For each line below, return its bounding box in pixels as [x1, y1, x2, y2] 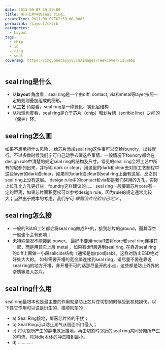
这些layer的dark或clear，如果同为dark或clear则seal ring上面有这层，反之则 [5, 171, 158, 176]
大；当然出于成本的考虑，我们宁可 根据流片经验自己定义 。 [5, 195, 124, 201]
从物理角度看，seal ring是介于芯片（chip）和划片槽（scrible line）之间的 [12, 110, 160, 116]
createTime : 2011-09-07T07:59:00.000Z [5, 16, 85, 21]
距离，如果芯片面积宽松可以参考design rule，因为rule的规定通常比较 [13, 189, 152, 195]
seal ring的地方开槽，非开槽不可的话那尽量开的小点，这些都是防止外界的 [12, 262, 160, 268]
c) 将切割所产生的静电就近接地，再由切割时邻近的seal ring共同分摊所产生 [12, 327, 161, 334]
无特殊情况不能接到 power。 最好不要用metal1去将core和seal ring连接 [12, 238, 154, 244]
